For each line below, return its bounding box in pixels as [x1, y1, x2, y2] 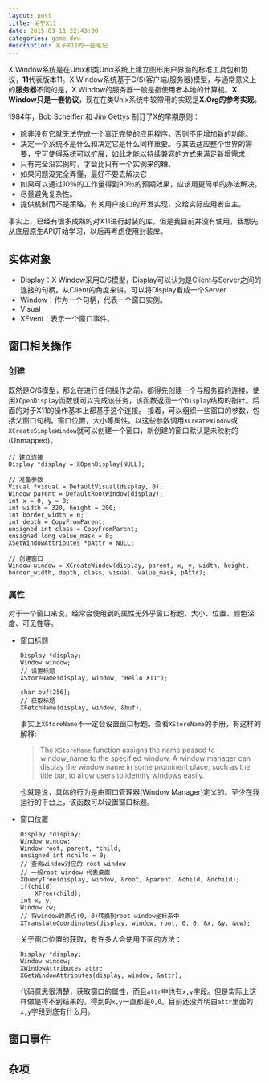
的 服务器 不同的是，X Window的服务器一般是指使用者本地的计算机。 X [8, 85, 238, 95]
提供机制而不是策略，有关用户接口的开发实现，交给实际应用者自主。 [19, 199, 246, 209]
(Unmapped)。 [8, 435, 58, 445]
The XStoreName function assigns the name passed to [39, 745, 215, 754]
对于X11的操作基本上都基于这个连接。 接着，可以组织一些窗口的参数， [22, 405, 253, 415]
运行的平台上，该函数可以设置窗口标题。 [19, 797, 154, 807]
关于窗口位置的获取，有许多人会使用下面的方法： [19, 934, 182, 944]
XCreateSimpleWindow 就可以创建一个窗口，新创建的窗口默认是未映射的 [8, 425, 239, 435]
